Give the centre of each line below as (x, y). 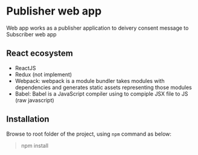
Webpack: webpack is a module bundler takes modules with (90, 81)
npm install (35, 145)
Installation (28, 119)
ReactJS (25, 68)
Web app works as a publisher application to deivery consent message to (97, 28)
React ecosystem (40, 54)
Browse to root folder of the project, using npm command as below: (89, 134)
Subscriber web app (31, 34)
